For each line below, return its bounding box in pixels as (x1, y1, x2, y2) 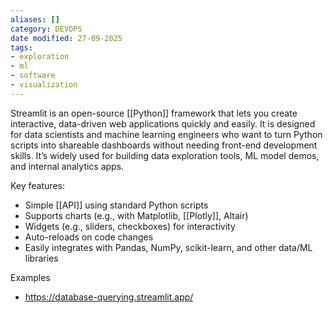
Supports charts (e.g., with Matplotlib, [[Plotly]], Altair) (24, 209, 249, 221)
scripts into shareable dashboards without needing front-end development (10, 139, 318, 151)
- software (10, 71, 56, 81)
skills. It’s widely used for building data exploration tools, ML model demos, (10, 149, 320, 161)
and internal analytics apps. (10, 160, 125, 172)
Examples (10, 271, 51, 283)
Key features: (10, 179, 65, 191)
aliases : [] (10, 14, 60, 25)
